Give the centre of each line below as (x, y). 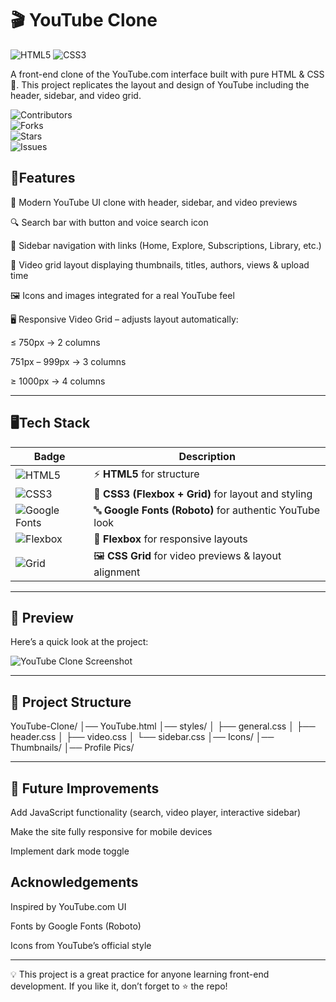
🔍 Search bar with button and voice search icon (109, 222)
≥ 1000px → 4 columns (58, 381)
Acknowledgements (74, 882)
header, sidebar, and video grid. (76, 95)
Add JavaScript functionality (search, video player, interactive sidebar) (156, 812)
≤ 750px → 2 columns (55, 342)
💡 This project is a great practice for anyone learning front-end (140, 974)
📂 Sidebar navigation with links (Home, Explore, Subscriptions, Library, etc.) (166, 245)
